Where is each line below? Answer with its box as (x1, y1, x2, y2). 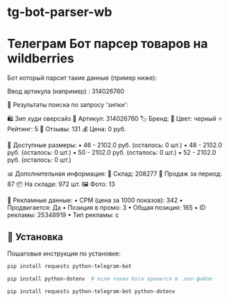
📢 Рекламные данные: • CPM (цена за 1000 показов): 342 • (7, 196, 183, 205)
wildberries (7, 51, 75, 67)
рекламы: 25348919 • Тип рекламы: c (7, 211, 119, 219)
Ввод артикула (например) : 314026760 (7, 87, 125, 96)
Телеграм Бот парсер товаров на (7, 36, 208, 52)
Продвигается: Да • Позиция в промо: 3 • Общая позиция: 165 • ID (7, 203, 206, 212)
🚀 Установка (7, 230, 64, 243)
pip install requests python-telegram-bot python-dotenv (7, 287, 176, 295)
